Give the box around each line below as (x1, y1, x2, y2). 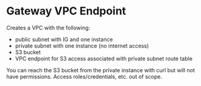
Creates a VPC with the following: (6, 24, 90, 31)
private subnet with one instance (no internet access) (15, 42, 149, 49)
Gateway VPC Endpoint (6, 4, 126, 18)
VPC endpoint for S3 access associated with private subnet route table (15, 55, 193, 62)
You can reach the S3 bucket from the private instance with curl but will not (6, 66, 196, 73)
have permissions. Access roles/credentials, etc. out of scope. (6, 73, 163, 80)
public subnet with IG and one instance (15, 35, 114, 43)
